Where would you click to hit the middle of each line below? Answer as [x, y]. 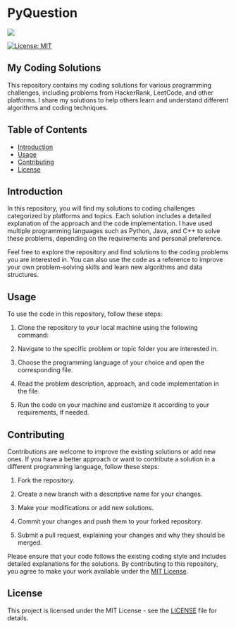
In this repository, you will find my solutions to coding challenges [101, 208]
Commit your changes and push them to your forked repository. [110, 521]
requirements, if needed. [53, 413]
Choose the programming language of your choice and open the [111, 362]
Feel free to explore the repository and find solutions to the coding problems [118, 252]
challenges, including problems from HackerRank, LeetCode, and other [110, 93]
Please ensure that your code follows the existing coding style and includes [117, 556]
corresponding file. [45, 370]
